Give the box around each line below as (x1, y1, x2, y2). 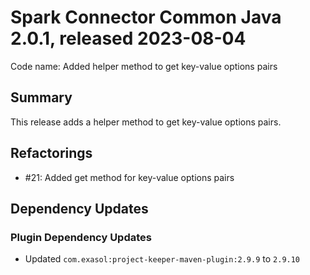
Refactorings (10, 145, 93, 162)
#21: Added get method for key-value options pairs (24, 171, 235, 183)
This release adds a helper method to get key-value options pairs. (10, 116, 282, 128)
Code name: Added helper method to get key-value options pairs (10, 60, 278, 72)
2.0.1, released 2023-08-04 (10, 27, 247, 50)
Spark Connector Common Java (10, 6, 282, 29)
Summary (10, 89, 73, 106)
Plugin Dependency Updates (10, 230, 152, 244)
